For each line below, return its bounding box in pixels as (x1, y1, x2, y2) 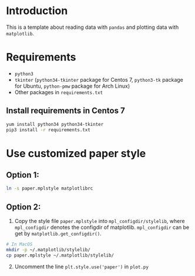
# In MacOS (6, 241, 33, 248)
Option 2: (6, 202, 41, 212)
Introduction (6, 4, 68, 18)
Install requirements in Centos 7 (6, 106, 125, 116)
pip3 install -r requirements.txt (6, 127, 91, 133)
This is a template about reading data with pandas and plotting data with (6, 24, 179, 31)
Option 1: (6, 170, 39, 180)
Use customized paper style (6, 147, 146, 160)
